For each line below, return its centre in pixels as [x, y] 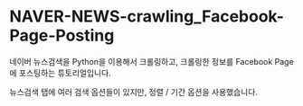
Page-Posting [62, 35]
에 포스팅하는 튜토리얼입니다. [60, 73]
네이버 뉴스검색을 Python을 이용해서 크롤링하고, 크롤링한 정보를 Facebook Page [151, 61]
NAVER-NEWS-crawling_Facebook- [147, 17]
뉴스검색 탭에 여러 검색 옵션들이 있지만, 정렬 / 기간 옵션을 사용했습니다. [133, 92]
